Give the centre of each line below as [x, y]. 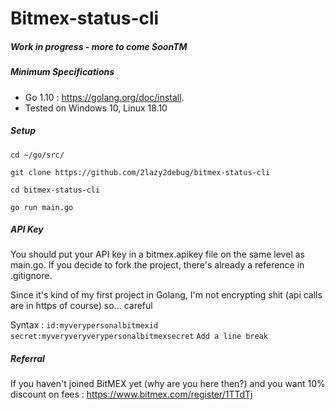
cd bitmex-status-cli [55, 190]
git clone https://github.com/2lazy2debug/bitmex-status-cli [140, 172]
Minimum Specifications [62, 72]
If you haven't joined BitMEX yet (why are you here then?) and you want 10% [168, 384]
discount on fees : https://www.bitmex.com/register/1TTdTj [131, 394]
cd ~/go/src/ [37, 155]
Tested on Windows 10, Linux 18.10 [96, 108]
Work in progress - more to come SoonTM [99, 46]
